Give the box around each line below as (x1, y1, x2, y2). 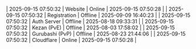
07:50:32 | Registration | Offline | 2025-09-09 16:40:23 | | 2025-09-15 (21, 12, 191, 19)
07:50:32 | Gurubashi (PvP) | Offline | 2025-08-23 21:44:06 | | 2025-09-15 (6, 30, 186, 37)
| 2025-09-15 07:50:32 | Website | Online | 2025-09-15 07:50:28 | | (6, 6, 168, 12)
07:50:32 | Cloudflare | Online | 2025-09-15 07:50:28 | (6, 37, 137, 43)
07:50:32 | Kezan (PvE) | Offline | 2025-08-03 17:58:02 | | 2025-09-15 (6, 24, 176, 31)
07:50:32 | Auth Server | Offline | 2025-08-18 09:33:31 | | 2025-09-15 (6, 18, 174, 24)
